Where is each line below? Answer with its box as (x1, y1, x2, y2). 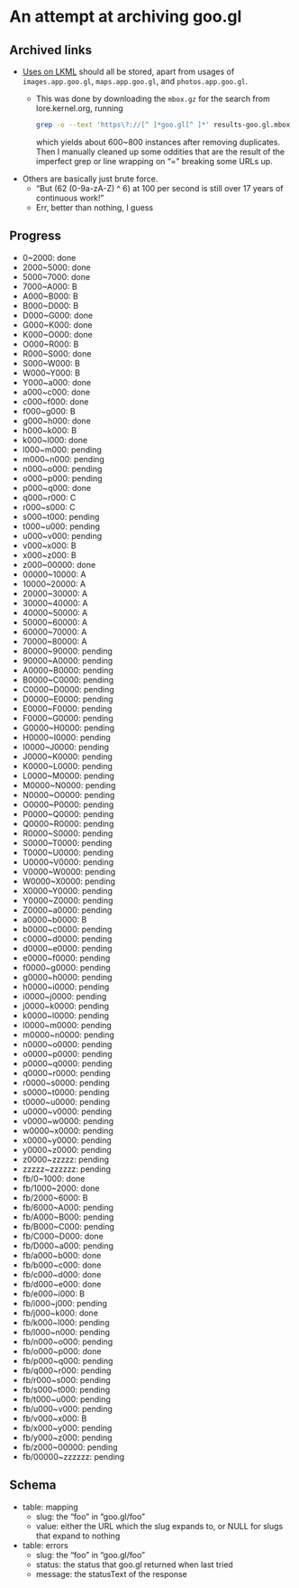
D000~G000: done (22, 310, 93, 320)
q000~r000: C (22, 492, 77, 503)
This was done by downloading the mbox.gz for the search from (35, 93, 270, 104)
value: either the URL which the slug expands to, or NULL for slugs (35, 1520, 284, 1531)
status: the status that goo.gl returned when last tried (35, 1559, 234, 1570)
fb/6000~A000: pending (22, 1202, 114, 1212)
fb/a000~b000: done (22, 1249, 102, 1260)
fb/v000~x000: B (22, 1413, 87, 1424)
